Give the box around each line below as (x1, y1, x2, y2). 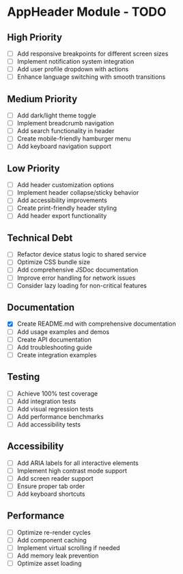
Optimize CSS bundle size (16, 258, 91, 266)
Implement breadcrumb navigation (16, 119, 115, 128)
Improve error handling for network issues (16, 274, 136, 282)
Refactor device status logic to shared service (16, 250, 147, 259)
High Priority (7, 32, 63, 43)
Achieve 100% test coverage (16, 389, 98, 398)
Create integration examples (16, 350, 97, 359)
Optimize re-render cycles (16, 528, 91, 536)
